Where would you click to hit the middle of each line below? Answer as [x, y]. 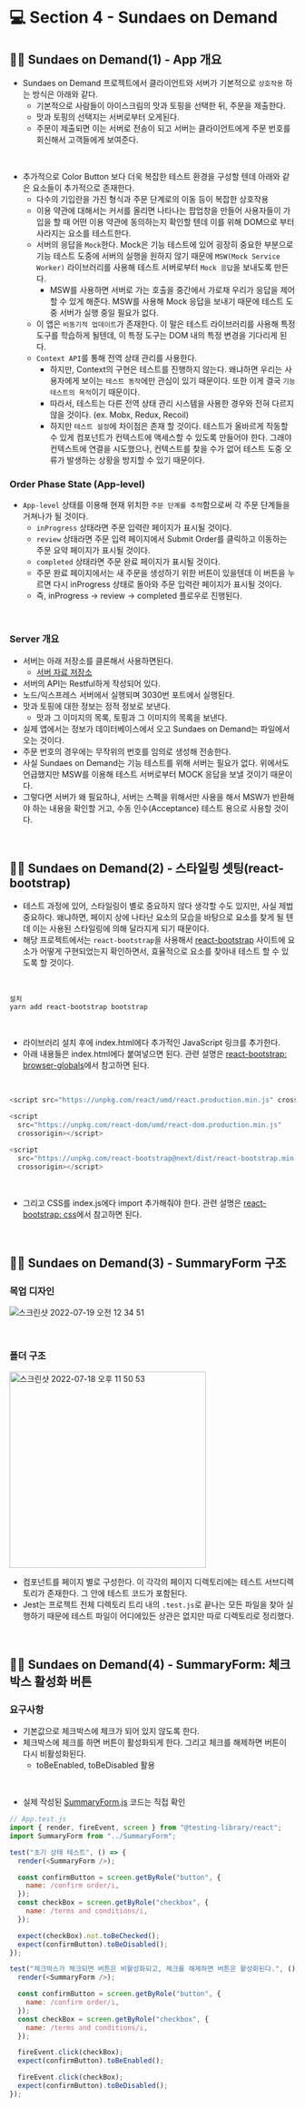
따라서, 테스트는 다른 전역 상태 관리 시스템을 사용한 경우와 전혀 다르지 [172, 403]
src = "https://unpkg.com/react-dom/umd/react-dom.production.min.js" [150, 1125]
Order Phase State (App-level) [77, 484]
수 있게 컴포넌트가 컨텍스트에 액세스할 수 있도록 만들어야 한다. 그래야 [171, 437]
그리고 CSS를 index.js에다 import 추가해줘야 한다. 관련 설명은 [132, 1202]
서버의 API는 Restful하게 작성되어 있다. [91, 683]
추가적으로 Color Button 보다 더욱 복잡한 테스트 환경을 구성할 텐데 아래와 [151, 176]
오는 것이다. [44, 740]
